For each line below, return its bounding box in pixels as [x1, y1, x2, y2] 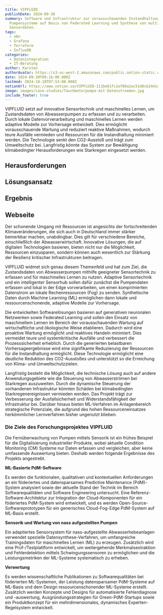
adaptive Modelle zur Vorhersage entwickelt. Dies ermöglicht [5, 122, 128, 128]
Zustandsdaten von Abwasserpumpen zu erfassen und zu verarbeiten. [5, 111, 147, 117]
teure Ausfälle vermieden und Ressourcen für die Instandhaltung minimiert [5, 132, 154, 138]
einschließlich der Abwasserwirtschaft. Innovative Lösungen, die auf [5, 239, 142, 245]
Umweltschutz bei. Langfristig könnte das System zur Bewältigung [5, 142, 138, 148]
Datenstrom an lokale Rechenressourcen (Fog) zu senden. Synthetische [5, 290, 149, 296]
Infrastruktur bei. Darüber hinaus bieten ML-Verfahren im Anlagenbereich [5, 401, 151, 407]
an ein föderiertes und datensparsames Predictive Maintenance [5, 479, 132, 485]
